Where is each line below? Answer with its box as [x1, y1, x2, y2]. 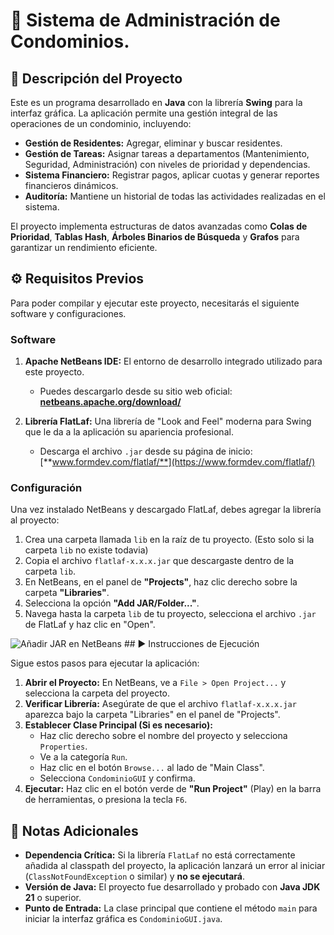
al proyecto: [10, 514, 60, 526]
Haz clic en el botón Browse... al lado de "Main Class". [39, 762, 265, 774]
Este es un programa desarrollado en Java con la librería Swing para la [10, 97, 303, 108]
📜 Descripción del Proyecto [10, 70, 183, 87]
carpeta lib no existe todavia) [24, 544, 149, 556]
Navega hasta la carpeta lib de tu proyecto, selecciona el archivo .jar [24, 608, 317, 620]
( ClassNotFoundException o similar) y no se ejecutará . [24, 870, 246, 883]
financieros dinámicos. [24, 180, 119, 191]
